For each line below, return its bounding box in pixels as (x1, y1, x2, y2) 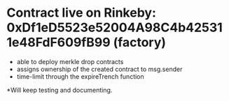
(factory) (113, 35, 166, 50)
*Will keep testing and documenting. (6, 86, 113, 94)
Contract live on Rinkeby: (6, 5, 157, 21)
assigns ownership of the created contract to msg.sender (16, 65, 183, 73)
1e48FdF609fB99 (6, 35, 111, 50)
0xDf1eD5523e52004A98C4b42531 (6, 20, 223, 36)
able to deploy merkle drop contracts (16, 57, 124, 65)
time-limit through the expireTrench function (16, 72, 144, 81)
